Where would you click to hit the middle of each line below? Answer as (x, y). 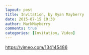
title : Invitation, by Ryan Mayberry (45, 14)
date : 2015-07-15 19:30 (30, 19)
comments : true (21, 28)
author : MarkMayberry (28, 24)
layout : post (19, 10)
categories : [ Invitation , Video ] (40, 33)
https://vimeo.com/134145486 (36, 47)
